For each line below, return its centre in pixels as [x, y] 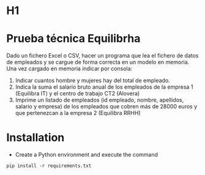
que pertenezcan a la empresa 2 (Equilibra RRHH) [78, 113]
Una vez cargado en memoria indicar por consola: [69, 69]
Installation [35, 138]
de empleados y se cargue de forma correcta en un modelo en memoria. [98, 62]
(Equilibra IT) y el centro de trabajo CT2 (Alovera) [77, 94]
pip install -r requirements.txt [49, 166]
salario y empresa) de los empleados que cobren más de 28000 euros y [106, 106]
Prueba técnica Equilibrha [73, 39]
